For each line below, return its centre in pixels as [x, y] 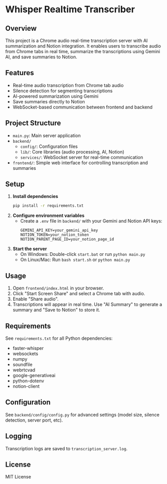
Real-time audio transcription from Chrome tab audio [68, 85]
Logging [19, 436]
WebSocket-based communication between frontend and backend [82, 107]
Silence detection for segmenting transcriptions [63, 91]
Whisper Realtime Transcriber [70, 9]
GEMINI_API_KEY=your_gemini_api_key [59, 230]
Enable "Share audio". [35, 299]
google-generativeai [34, 375]
